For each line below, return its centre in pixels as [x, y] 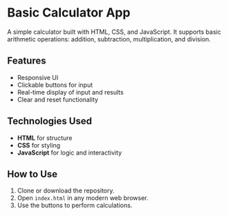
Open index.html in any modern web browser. [83, 198]
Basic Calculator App [69, 13]
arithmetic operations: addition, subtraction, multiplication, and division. [109, 39]
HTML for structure [45, 138]
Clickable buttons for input [55, 85]
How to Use [32, 174]
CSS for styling [39, 145]
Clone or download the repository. [66, 190]
